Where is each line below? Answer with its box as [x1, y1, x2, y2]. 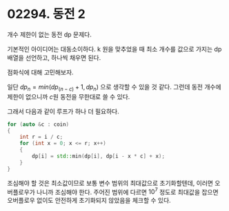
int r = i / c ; [19, 133, 63, 141]
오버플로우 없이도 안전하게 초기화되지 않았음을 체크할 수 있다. [7, 197, 171, 205]
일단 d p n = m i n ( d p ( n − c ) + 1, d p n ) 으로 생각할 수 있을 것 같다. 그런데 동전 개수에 [7, 82, 222, 93]
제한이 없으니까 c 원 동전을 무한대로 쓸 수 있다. [7, 92, 130, 100]
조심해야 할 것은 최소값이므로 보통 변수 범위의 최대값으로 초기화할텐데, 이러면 [7, 179, 214, 187]
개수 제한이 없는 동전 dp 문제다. [7, 30, 92, 38]
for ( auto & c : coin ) [7, 121, 70, 128]
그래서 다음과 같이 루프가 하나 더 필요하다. [7, 107, 119, 115]
